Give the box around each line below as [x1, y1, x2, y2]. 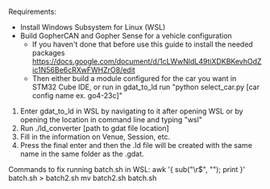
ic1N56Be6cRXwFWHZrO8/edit [31, 65, 135, 75]
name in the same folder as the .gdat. [19, 149, 144, 158]
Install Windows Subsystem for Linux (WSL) [19, 23, 166, 31]
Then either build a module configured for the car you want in [31, 74, 237, 83]
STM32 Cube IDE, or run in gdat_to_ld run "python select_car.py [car [31, 82, 260, 92]
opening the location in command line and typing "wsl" [19, 115, 203, 124]
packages [31, 48, 65, 57]
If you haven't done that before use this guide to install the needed [31, 39, 254, 49]
